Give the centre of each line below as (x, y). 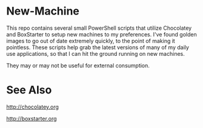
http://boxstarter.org (32, 118)
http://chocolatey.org (33, 107)
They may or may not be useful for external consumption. (78, 66)
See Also (29, 90)
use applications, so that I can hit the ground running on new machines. (95, 53)
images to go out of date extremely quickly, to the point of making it (91, 41)
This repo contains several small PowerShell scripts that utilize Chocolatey (99, 28)
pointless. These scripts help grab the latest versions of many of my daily (98, 47)
